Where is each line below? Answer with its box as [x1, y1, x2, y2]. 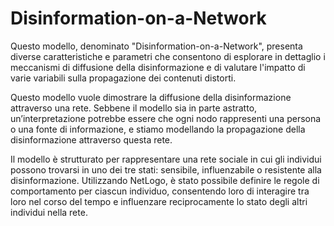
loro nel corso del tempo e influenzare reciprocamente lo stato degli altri [10, 195, 308, 207]
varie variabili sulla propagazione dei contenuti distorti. [10, 72, 237, 84]
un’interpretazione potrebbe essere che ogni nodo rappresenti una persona [10, 112, 322, 124]
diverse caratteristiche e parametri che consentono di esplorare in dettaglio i [10, 50, 326, 62]
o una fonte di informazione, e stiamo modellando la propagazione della [10, 123, 306, 135]
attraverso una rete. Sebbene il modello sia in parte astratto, [10, 102, 258, 114]
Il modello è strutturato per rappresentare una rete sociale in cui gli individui [10, 153, 322, 165]
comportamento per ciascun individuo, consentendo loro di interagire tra [10, 185, 310, 197]
